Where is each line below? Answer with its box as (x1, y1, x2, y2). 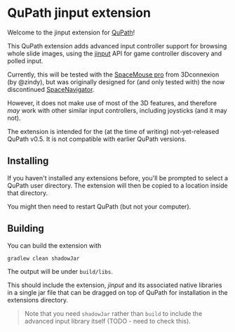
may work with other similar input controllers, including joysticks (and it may (7, 106, 227, 114)
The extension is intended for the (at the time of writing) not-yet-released (7, 127, 220, 135)
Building (7, 223, 44, 234)
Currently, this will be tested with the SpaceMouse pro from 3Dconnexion (7, 70, 220, 79)
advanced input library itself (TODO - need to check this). (24, 317, 191, 326)
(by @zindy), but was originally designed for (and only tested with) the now (7, 77, 225, 86)
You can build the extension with (7, 241, 102, 250)
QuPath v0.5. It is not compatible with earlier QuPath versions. (7, 135, 187, 143)
